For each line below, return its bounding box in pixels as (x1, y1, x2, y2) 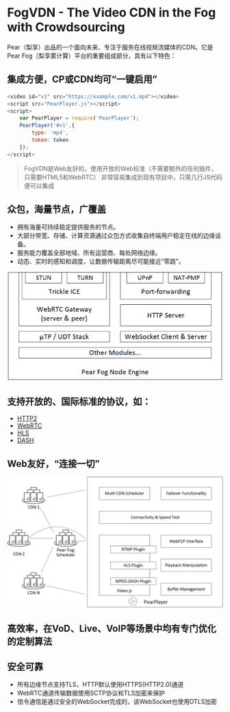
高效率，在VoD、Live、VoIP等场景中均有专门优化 (7, 623, 217, 634)
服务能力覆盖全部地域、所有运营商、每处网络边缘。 (16, 249, 162, 257)
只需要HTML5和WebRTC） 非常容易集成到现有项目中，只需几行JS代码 (23, 173, 222, 181)
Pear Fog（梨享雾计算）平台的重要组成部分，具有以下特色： (7, 51, 177, 60)
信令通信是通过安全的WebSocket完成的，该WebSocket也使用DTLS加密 (16, 698, 218, 706)
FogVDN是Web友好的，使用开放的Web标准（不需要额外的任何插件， (23, 164, 218, 172)
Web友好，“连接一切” (7, 458, 100, 470)
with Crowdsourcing (7, 19, 125, 35)
